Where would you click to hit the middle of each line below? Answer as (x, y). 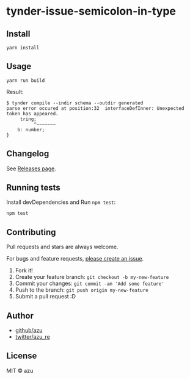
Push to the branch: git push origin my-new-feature (82, 290)
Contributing (31, 232)
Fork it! (24, 270)
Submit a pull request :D (46, 297)
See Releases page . (31, 168)
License (22, 356)
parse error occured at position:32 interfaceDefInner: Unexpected (95, 108)
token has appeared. (33, 114)
